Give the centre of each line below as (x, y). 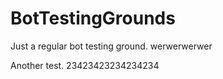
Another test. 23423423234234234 (85, 65)
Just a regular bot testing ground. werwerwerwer (111, 46)
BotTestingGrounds (93, 18)
